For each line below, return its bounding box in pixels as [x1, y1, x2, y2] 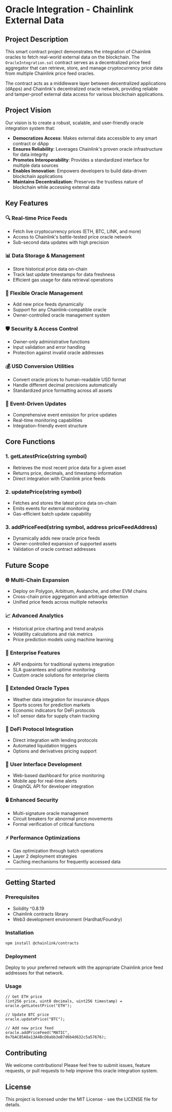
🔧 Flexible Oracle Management [5, 289, 83, 296]
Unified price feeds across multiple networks [12, 599, 108, 605]
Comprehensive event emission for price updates [12, 411, 117, 418]
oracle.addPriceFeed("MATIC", [5, 1030, 70, 1036]
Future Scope [5, 561, 49, 570]
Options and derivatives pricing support [12, 748, 97, 754]
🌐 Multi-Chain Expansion [5, 576, 69, 583]
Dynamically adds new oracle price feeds [12, 535, 100, 542]
